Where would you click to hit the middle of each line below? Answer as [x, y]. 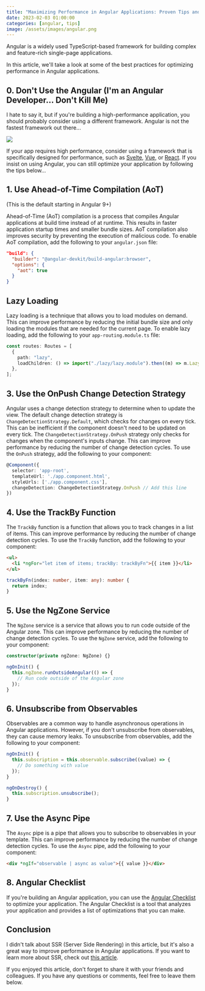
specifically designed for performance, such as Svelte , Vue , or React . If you [101, 158]
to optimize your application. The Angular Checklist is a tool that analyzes [99, 904]
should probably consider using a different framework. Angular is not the [98, 121]
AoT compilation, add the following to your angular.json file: [82, 242]
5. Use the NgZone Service [58, 611]
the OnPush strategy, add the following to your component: [79, 454]
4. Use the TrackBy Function [61, 512]
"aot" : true [32, 270]
